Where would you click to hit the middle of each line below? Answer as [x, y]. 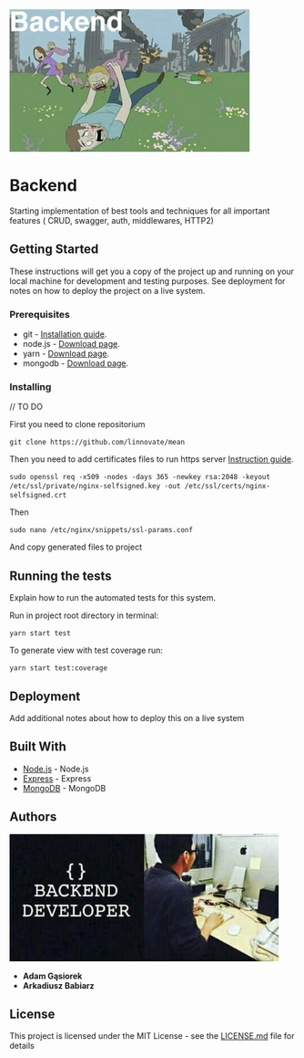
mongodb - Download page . [76, 363]
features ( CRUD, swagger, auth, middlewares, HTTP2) [111, 220]
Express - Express [57, 778]
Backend [43, 186]
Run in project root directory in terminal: [84, 615]
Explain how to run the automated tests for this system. [113, 598]
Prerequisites [40, 314]
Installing [30, 386]
